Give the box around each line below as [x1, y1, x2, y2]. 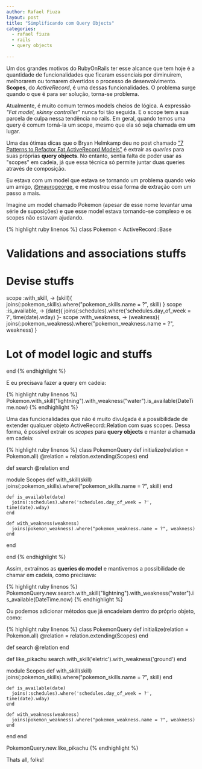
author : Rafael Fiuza [6, 8, 61, 15]
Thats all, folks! [6, 756, 44, 763]
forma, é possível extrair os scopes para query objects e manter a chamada [6, 428, 196, 435]
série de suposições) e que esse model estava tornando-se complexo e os [6, 207, 192, 215]
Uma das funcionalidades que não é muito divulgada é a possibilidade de [6, 415, 188, 422]
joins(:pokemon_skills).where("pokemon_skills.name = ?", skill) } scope [6, 300, 182, 308]
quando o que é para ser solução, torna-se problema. [6, 90, 140, 97]
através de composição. [6, 165, 66, 172]
